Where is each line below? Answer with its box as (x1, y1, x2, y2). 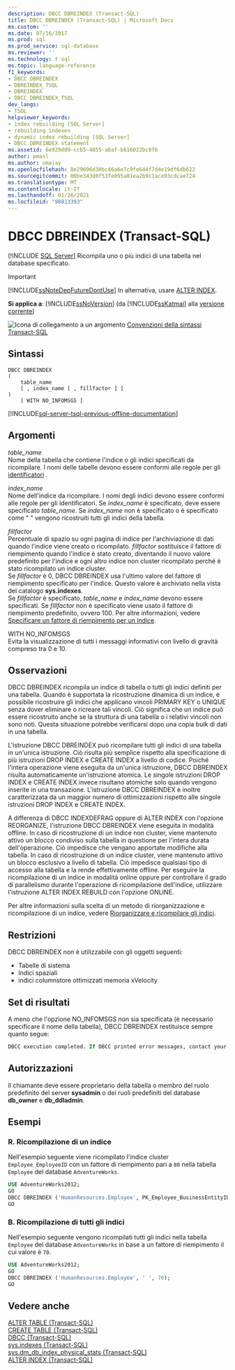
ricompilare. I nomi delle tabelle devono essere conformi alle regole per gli (8, 463, 221, 471)
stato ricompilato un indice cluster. (8, 564, 107, 572)
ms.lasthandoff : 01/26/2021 (8, 192, 90, 199)
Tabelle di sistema (17, 961, 70, 970)
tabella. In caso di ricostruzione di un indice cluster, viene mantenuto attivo (8, 851, 223, 859)
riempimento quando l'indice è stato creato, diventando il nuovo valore (8, 549, 211, 558)
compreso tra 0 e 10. (8, 644, 67, 653)
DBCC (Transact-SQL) (8, 1334, 72, 1342)
